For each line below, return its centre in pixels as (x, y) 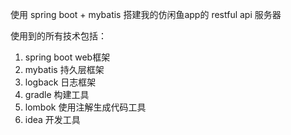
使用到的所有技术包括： (58, 36)
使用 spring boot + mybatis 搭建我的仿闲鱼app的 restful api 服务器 (146, 14)
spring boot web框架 (67, 57)
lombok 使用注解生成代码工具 (85, 107)
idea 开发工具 (52, 119)
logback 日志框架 (60, 82)
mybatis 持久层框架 (64, 69)
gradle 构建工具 (57, 94)
